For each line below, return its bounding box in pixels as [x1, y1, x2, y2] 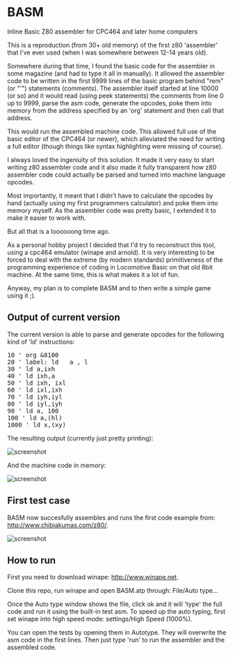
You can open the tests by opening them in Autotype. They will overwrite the [7, 628, 227, 637]
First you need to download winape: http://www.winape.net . [7, 573, 179, 582]
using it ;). [7, 291, 36, 300]
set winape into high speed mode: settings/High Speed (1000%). [7, 615, 193, 623]
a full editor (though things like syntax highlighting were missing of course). [7, 142, 223, 150]
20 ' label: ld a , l [7, 357, 88, 366]
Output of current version [7, 311, 120, 323]
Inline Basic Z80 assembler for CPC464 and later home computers [7, 27, 198, 36]
